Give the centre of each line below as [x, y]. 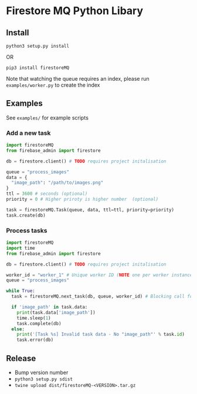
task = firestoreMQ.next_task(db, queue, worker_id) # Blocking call [98, 297]
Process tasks [27, 230]
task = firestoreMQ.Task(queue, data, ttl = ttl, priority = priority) [90, 210]
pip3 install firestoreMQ [38, 68]
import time [21, 248]
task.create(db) [26, 215]
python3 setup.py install [38, 46]
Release [21, 358]
